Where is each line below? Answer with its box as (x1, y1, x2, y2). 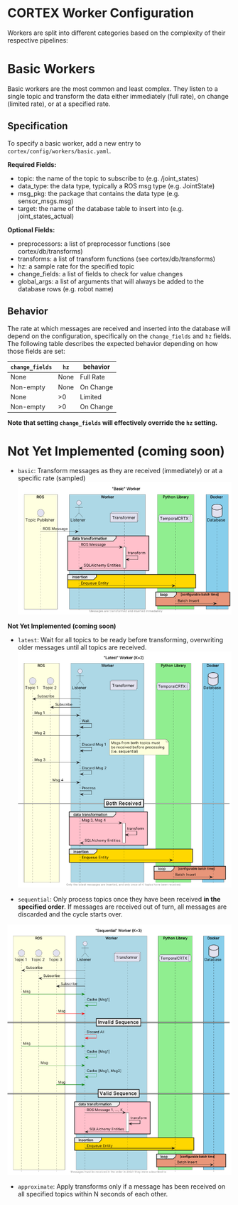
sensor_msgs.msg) (17, 197, 74, 205)
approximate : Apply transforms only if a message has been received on (17, 1182, 226, 1191)
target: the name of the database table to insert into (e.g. (17, 204, 184, 212)
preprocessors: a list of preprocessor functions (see (17, 239, 171, 248)
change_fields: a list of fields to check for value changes (17, 269, 183, 278)
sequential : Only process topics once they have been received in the (17, 895, 221, 903)
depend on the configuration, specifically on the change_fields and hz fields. (7, 332, 232, 340)
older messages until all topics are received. (17, 643, 147, 652)
